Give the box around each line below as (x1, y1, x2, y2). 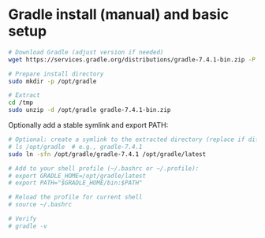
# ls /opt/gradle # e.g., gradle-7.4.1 (8, 143, 144, 151)
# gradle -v (8, 222, 47, 230)
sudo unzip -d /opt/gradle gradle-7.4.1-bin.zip (8, 106, 171, 114)
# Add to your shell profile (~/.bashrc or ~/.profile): (8, 164, 200, 173)
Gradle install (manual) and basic (8, 6, 230, 24)
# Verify (8, 215, 37, 223)
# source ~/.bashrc (8, 201, 73, 209)
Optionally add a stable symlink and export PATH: (8, 121, 169, 130)
